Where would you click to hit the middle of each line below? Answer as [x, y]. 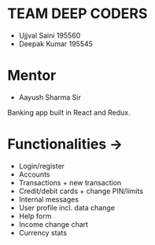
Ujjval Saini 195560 [50, 35]
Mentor [32, 76]
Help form [35, 216]
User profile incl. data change [67, 207]
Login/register [41, 166]
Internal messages [49, 199]
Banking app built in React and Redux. [69, 112]
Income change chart [53, 224]
